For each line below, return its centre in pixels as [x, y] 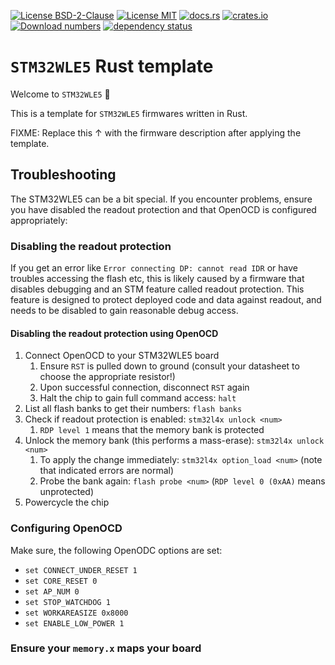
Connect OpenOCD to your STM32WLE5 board [122, 356]
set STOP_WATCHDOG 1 [67, 602]
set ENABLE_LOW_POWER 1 [74, 623]
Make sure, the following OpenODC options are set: [116, 550]
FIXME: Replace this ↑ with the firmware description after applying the [156, 132]
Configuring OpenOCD [66, 528]
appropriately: [39, 220]
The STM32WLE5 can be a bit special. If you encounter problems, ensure [161, 199]
